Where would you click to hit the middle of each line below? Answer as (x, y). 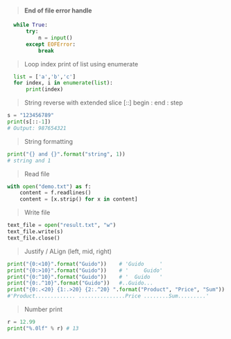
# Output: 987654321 (37, 128)
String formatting (49, 141)
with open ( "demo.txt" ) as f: (49, 186)
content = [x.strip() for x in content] (79, 199)
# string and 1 (29, 161)
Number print (43, 309)
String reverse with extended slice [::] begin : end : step (103, 103)
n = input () (55, 38)
